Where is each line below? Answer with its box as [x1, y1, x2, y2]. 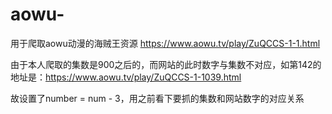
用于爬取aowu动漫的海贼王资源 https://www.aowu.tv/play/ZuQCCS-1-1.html [10, 37, 321, 49]
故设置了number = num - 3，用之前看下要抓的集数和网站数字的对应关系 [10, 92, 305, 104]
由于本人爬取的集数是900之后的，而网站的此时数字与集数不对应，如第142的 [10, 58, 322, 70]
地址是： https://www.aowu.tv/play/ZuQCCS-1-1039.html [10, 71, 242, 83]
